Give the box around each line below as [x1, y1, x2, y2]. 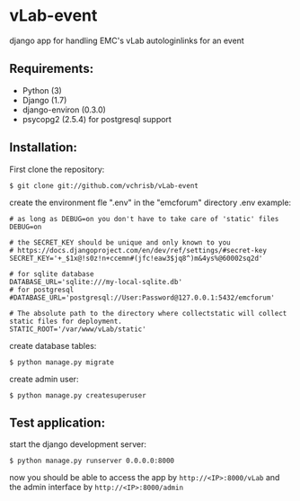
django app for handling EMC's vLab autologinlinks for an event [9, 35, 244, 46]
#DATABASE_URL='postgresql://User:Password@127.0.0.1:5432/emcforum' [9, 293, 276, 302]
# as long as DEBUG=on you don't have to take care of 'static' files [9, 214, 279, 223]
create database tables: [9, 340, 97, 351]
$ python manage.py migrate [9, 357, 115, 367]
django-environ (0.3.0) [22, 104, 106, 115]
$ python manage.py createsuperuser [9, 390, 146, 400]
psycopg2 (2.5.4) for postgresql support [22, 113, 172, 124]
